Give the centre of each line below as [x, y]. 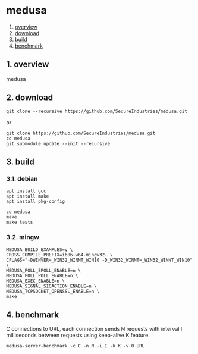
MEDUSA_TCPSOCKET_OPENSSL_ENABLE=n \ [53, 291]
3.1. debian [22, 178]
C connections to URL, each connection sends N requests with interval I [94, 329]
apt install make [28, 196]
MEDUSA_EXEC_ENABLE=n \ [36, 281]
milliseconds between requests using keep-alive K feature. [78, 335]
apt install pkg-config [36, 202]
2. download [30, 98]
